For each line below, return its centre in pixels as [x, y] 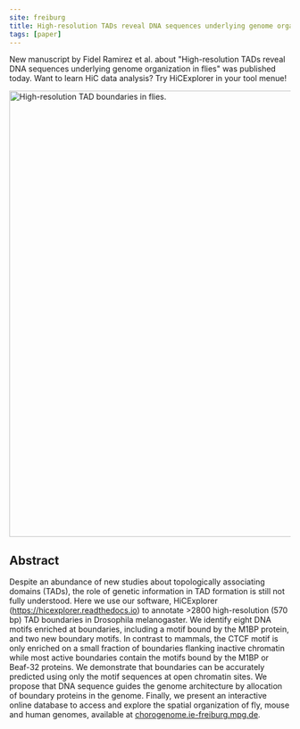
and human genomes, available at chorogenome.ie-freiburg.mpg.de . [135, 715]
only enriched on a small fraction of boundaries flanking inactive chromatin [147, 649]
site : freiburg [37, 17]
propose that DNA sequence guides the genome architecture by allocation [146, 686]
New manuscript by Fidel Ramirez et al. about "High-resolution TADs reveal [147, 60]
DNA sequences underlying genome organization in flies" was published [143, 69]
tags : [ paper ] [36, 34]
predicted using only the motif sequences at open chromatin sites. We [138, 677]
